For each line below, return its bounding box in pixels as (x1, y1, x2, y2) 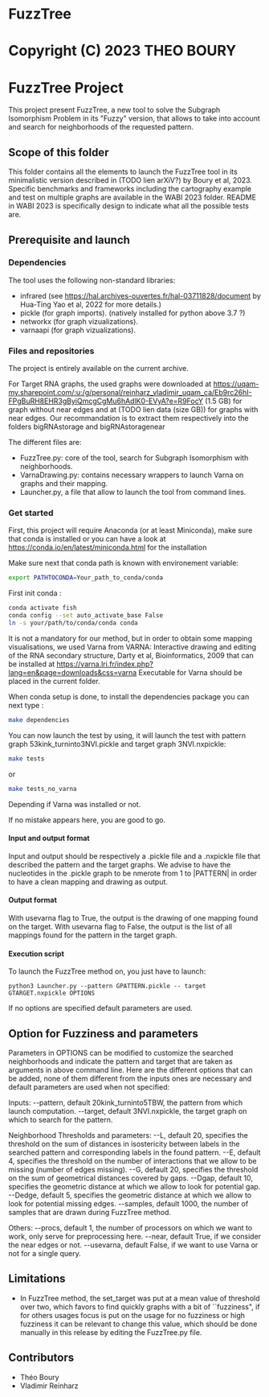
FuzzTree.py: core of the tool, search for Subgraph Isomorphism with (19, 453, 249, 463)
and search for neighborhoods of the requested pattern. (8, 122, 194, 132)
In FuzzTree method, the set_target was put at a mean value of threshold (19, 1293, 260, 1303)
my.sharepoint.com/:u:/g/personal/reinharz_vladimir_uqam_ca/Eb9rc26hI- (8, 388, 252, 398)
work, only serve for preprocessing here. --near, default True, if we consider (8, 1231, 262, 1241)
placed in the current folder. (8, 676, 100, 686)
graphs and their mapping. (19, 479, 108, 488)
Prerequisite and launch (8, 233, 131, 246)
